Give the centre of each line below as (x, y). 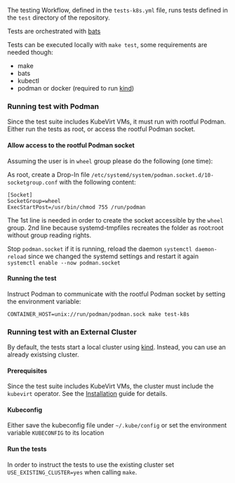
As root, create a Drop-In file (48, 174)
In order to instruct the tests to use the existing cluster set (91, 464)
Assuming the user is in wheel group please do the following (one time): (110, 161)
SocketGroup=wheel (34, 201)
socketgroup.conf (33, 183)
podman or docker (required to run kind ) (76, 88)
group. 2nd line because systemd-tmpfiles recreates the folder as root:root (116, 227)
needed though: (31, 52)
